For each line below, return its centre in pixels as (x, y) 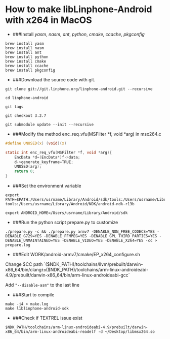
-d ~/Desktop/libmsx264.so (126, 332)
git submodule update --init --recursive (50, 125)
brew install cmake (26, 61)
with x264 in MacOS (49, 20)
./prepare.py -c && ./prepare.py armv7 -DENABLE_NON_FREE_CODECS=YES (80, 232)
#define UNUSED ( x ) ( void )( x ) (36, 143)
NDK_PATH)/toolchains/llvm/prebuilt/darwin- (96, 264)
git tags (14, 107)
